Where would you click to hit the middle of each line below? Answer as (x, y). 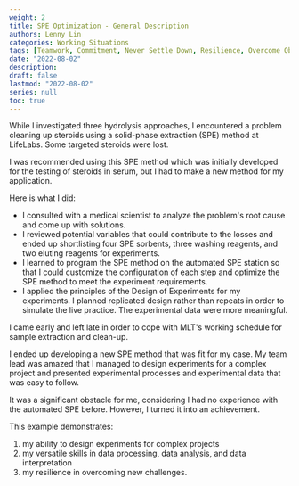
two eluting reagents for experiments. (91, 253)
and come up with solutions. (74, 225)
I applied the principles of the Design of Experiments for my (131, 292)
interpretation (47, 463)
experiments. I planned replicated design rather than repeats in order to (153, 301)
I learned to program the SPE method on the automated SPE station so (151, 263)
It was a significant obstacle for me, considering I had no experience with (144, 400)
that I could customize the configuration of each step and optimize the (151, 272)
